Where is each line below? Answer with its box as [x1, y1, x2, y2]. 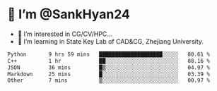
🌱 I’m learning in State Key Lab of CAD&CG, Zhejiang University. [17, 37, 204, 45]
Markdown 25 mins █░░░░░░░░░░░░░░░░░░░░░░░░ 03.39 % [7, 71, 211, 78]
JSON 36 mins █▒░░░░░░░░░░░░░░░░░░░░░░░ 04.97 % [7, 63, 211, 71]
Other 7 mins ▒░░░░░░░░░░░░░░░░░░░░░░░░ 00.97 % [7, 77, 211, 84]
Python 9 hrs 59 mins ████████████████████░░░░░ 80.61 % [7, 51, 211, 58]
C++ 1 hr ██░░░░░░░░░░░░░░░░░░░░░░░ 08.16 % [7, 57, 211, 64]
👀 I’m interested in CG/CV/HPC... [17, 30, 113, 38]
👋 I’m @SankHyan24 [7, 6, 131, 23]
